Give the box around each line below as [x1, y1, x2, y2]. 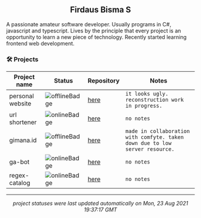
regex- [9, 171, 29, 180]
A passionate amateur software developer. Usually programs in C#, [6, 20, 172, 28]
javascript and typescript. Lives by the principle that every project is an [6, 27, 181, 34]
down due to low [125, 140, 172, 147]
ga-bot [9, 158, 30, 166]
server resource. [125, 146, 175, 153]
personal [9, 92, 34, 101]
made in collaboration [125, 128, 190, 135]
